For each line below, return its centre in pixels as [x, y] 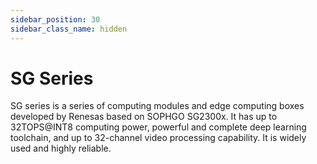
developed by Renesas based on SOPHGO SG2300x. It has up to [144, 117]
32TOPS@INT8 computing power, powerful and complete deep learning [158, 127]
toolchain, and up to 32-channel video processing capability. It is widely [158, 138]
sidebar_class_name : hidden [69, 29]
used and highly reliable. [61, 148]
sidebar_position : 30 [55, 19]
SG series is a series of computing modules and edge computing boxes [157, 106]
